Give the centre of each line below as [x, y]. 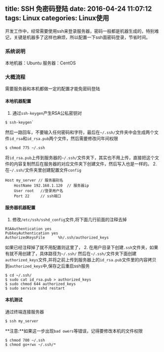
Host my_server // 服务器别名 [34, 180]
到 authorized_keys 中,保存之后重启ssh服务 [48, 266]
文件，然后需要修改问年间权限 [88, 138]
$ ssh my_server [22, 321]
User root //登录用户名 [39, 191]
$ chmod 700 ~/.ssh [25, 341]
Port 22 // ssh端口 [38, 196]
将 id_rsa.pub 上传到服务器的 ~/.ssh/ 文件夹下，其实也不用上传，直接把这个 [80, 157]
